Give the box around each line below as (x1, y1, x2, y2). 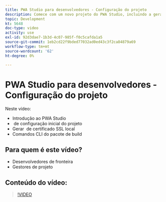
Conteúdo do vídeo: (5, 178, 68, 187)
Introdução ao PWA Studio (12, 115, 66, 121)
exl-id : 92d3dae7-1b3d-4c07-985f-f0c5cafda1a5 (5, 35, 103, 40)
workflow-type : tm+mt (5, 44, 50, 49)
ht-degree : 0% (5, 53, 35, 58)
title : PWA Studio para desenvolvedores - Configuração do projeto (5, 7, 147, 12)
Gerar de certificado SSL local (12, 126, 75, 132)
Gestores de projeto (12, 164, 53, 170)
